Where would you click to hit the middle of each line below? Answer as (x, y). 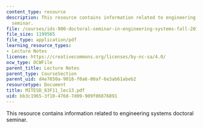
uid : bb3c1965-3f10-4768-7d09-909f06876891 (62, 96)
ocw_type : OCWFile (29, 62)
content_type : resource (36, 12)
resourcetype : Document (36, 85)
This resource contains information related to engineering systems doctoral (100, 113)
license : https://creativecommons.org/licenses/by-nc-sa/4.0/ (86, 57)
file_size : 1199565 (31, 34)
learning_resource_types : (39, 46)
